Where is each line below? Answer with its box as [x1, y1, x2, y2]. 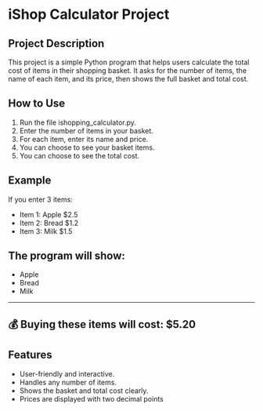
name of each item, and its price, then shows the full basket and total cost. [8, 75, 249, 83]
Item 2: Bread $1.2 [19, 218, 79, 227]
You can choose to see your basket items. [19, 143, 155, 152]
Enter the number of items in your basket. [19, 125, 154, 135]
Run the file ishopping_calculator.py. [19, 118, 137, 127]
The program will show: [8, 249, 125, 263]
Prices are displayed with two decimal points [19, 394, 164, 403]
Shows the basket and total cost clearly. [19, 386, 149, 395]
